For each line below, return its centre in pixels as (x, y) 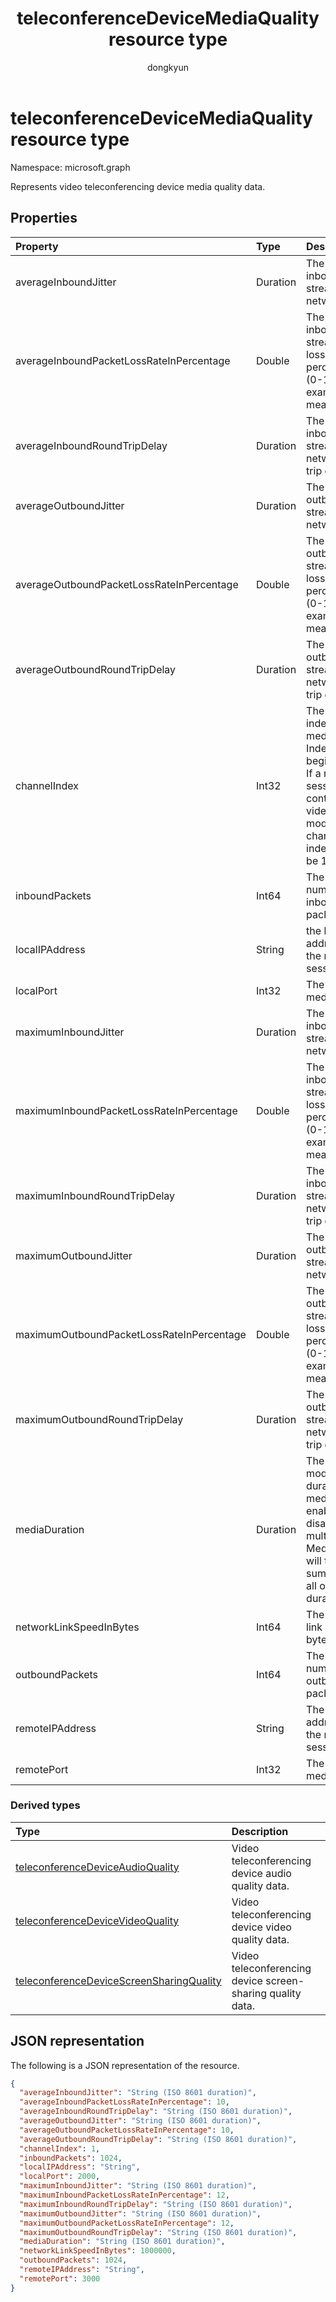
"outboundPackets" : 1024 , (73, 2260)
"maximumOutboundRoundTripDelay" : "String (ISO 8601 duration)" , (158, 2232)
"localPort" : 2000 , (60, 2177)
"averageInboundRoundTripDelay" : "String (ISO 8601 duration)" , (156, 2112)
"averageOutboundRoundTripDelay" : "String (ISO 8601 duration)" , (158, 2139)
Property (37, 246)
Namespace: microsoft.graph (70, 167)
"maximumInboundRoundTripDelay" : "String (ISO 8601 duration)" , (156, 2204)
